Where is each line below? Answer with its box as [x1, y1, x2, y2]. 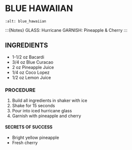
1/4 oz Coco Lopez [12, 69, 50, 75]
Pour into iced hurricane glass [12, 108, 72, 114]
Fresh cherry [12, 140, 38, 146]
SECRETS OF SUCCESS [5, 124, 53, 130]
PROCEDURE [5, 86, 36, 93]
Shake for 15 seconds [12, 103, 55, 109]
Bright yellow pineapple [12, 135, 59, 140]
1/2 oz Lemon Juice [12, 74, 51, 80]
